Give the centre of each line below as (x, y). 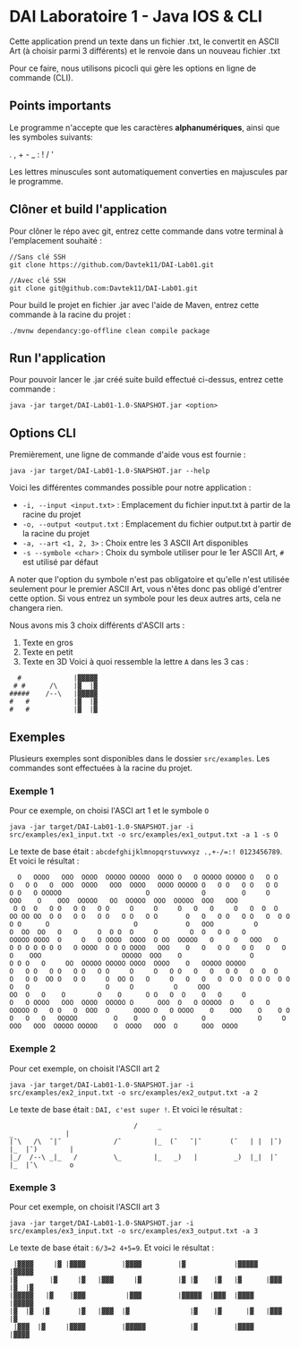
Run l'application (57, 358)
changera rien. (36, 608)
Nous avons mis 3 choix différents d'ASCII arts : (97, 625)
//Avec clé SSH (38, 280)
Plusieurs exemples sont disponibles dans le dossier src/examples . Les (140, 758)
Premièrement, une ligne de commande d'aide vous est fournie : (128, 455)
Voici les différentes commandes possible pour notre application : (130, 488)
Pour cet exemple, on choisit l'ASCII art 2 (85, 1069)
